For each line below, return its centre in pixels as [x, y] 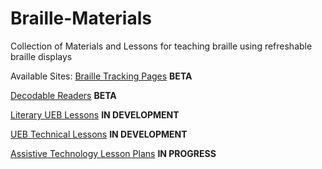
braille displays [41, 56]
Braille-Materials [81, 18]
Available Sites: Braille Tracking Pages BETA [101, 76]
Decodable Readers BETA [63, 95]
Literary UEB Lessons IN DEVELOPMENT [95, 114]
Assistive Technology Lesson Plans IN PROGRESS [113, 153]
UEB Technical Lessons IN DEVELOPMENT [99, 134]
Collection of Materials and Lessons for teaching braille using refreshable [161, 46]
